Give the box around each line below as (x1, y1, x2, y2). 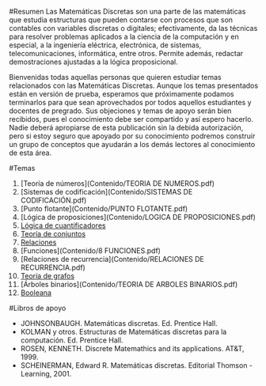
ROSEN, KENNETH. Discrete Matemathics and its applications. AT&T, (20, 344, 245, 353)
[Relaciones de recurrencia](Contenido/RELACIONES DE (20, 255, 205, 263)
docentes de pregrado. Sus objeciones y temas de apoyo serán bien (9, 106, 232, 115)
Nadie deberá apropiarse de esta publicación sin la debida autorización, (9, 123, 244, 132)
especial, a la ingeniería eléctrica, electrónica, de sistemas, (9, 40, 202, 50)
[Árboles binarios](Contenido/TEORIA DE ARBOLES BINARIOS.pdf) (20, 280, 238, 289)
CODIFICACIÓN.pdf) (20, 195, 87, 205)
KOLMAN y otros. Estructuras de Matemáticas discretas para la (20, 327, 227, 336)
